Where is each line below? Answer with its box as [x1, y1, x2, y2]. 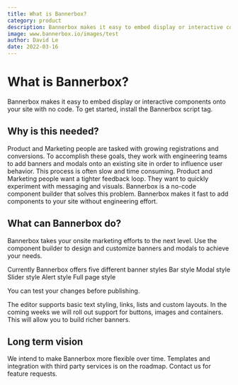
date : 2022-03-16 [7, 43, 59, 50]
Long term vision [7, 335, 84, 347]
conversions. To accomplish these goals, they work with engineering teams [7, 152, 228, 160]
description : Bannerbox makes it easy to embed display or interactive [7, 23, 223, 30]
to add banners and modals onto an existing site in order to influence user [7, 159, 223, 167]
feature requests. [7, 369, 58, 378]
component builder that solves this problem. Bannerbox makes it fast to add [7, 189, 229, 198]
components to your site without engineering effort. [7, 196, 158, 206]
